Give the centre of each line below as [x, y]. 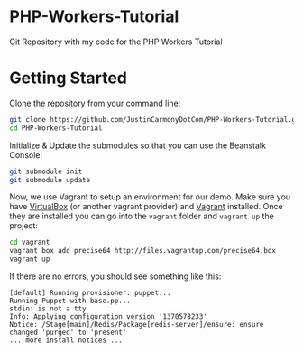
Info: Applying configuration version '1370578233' [108, 317]
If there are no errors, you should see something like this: [115, 276]
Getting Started [69, 78]
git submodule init [46, 171]
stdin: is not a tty [48, 309]
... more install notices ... [66, 340]
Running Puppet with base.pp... [70, 301]
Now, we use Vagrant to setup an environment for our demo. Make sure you [150, 197]
